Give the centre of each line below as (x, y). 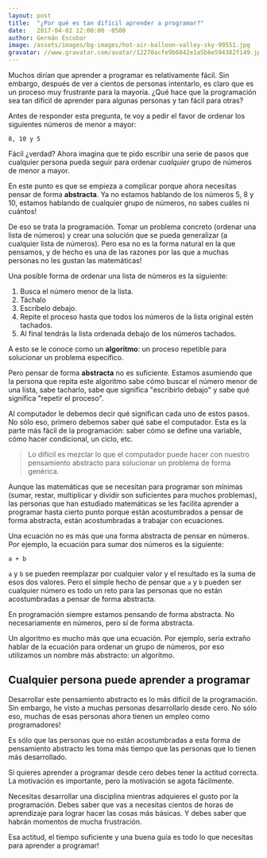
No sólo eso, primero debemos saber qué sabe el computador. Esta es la (127, 422)
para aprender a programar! (54, 845)
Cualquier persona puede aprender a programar (129, 680)
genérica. (43, 471)
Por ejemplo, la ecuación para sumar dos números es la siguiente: (116, 544)
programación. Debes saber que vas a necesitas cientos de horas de (121, 805)
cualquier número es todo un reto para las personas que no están (115, 590)
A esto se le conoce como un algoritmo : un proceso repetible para (117, 349)
